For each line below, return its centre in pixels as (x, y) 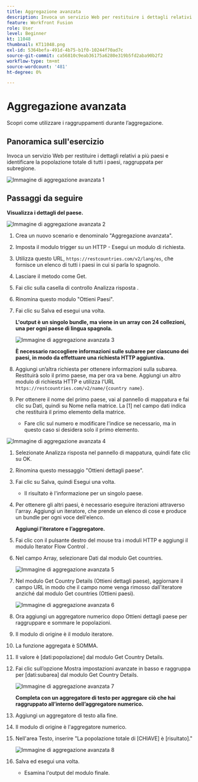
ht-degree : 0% (24, 72)
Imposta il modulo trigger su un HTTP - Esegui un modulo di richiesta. (100, 247)
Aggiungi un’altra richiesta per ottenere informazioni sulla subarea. (96, 369)
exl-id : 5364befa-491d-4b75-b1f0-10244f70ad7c (65, 50)
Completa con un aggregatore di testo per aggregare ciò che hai (95, 697)
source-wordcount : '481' (37, 67)
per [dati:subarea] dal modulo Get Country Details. (77, 674)
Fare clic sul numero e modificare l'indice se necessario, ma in (100, 423)
